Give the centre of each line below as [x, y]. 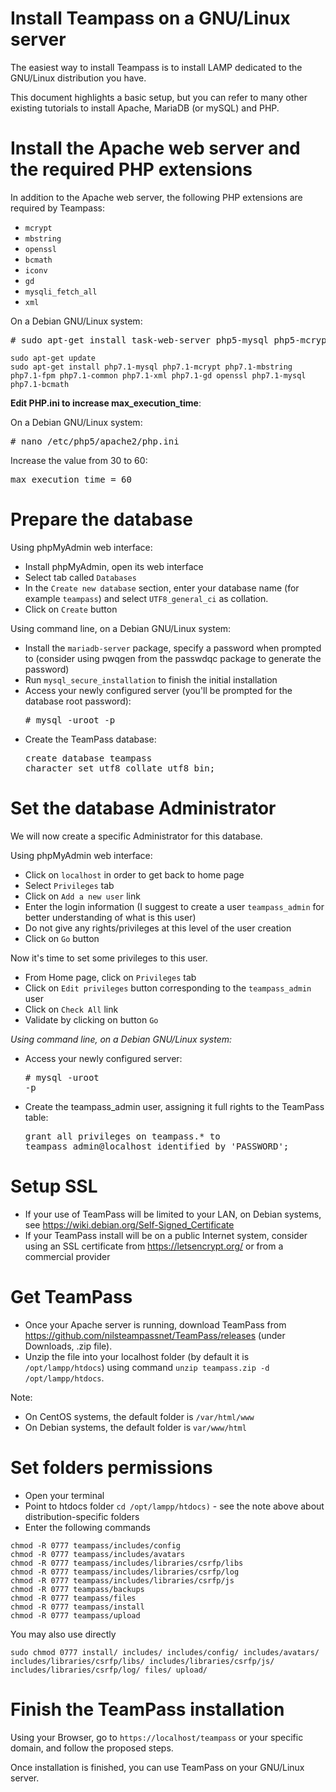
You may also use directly [63, 1634]
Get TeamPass [71, 1296]
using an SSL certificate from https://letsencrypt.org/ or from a [154, 1246]
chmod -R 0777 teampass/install [77, 1607]
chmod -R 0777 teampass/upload [75, 1615]
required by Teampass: [58, 208]
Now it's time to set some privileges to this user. [109, 958]
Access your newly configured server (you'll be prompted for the [158, 690]
